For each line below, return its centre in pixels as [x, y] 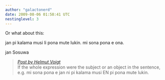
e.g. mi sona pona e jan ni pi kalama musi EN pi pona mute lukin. [83, 73]
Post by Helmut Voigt [39, 62]
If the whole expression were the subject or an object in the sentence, [89, 67]
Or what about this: [25, 33]
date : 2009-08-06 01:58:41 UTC [38, 14]
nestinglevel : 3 [22, 19]
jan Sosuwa [17, 52]
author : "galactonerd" [29, 10]
